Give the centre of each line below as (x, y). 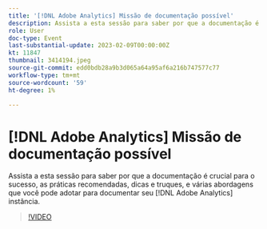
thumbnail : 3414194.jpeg (50, 61)
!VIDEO (40, 217)
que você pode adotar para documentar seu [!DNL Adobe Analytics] (121, 193)
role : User (26, 30)
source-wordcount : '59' (48, 82)
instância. (24, 202)
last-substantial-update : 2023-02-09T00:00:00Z (89, 46)
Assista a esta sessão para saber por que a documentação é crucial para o (132, 176)
